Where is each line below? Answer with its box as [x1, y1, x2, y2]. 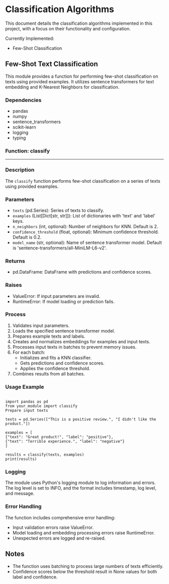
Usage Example [5, 383, 44, 390]
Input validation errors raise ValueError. [12, 524, 94, 530]
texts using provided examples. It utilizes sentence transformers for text [5, 78, 154, 84]
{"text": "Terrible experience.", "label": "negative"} [5, 439, 125, 444]
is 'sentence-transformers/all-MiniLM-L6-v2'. [12, 245, 107, 251]
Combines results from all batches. [12, 370, 85, 377]
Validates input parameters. [12, 322, 70, 329]
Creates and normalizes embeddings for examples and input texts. [12, 338, 150, 344]
